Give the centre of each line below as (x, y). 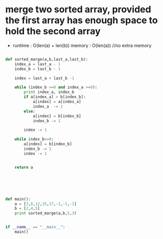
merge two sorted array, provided (78, 9)
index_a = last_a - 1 (37, 64)
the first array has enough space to (81, 20)
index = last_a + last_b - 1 (44, 78)
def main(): (18, 199)
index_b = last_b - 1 (37, 69)
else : (30, 111)
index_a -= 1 (48, 106)
